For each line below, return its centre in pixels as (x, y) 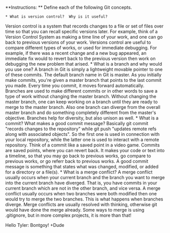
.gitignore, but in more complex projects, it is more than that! (69, 215)
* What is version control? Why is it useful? (57, 17)
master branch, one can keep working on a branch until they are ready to (82, 102)
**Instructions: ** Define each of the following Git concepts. (69, 7)
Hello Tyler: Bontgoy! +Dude (35, 225)
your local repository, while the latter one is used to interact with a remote (82, 140)
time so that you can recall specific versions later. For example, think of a (82, 32)
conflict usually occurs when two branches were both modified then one (81, 194)
